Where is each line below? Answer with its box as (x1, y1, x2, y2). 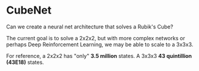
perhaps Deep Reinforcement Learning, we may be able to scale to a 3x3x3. (6, 41, 194, 48)
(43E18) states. (6, 59, 44, 66)
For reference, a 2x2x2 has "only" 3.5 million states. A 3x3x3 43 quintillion (6, 52, 192, 59)
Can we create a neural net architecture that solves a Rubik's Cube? (6, 23, 173, 30)
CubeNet (6, 4, 52, 17)
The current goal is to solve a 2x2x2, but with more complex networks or (6, 34, 185, 41)
